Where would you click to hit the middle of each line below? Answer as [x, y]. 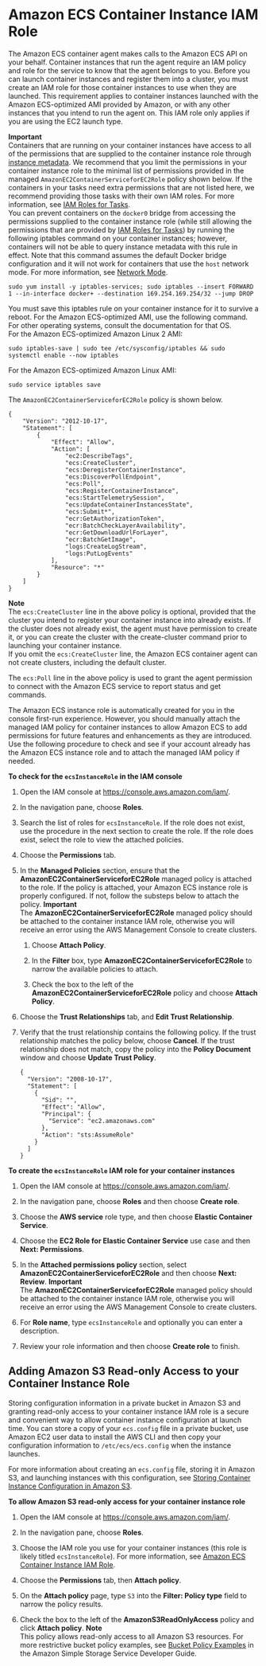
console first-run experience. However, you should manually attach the [124, 718]
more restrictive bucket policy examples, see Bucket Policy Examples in [137, 1644]
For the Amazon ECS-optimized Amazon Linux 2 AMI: [95, 334]
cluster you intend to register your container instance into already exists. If [130, 620]
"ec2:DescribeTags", [99, 456]
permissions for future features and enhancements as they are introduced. [130, 735]
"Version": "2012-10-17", [66, 421]
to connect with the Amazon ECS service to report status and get [114, 686]
